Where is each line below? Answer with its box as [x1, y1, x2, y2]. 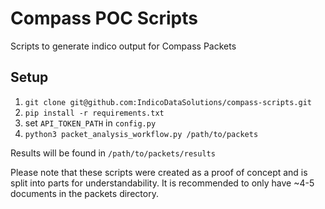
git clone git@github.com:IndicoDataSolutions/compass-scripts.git [24, 97, 312, 107]
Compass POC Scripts [10, 7, 198, 30]
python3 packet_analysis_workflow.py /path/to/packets [24, 129, 259, 139]
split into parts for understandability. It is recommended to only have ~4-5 [10, 177, 315, 189]
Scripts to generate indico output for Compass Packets [10, 40, 237, 52]
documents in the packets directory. [10, 187, 159, 199]
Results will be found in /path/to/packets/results [10, 147, 216, 159]
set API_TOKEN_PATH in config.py [24, 117, 157, 129]
